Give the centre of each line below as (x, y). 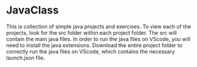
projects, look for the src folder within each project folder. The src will (92, 32)
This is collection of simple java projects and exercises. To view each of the (99, 26)
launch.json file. (26, 58)
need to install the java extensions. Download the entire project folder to (94, 45)
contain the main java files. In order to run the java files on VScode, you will (98, 39)
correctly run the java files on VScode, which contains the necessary (91, 51)
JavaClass (32, 10)
